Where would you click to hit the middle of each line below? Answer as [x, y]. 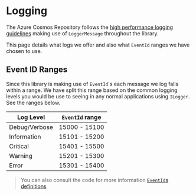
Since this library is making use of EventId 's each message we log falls [92, 84]
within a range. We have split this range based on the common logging [92, 90]
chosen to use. [24, 51]
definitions [33, 186]
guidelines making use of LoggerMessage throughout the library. [82, 33]
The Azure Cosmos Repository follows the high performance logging [89, 27]
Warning [21, 156]
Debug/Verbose [31, 127]
